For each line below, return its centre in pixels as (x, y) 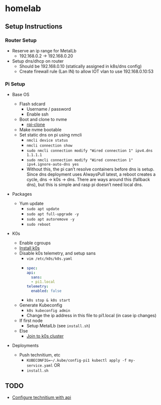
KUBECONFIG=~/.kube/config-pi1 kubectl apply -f (77, 361)
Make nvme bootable (40, 130)
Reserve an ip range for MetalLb (44, 51)
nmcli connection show (49, 146)
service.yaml (40, 366)
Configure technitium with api (41, 397)
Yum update (31, 203)
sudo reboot (39, 225)
